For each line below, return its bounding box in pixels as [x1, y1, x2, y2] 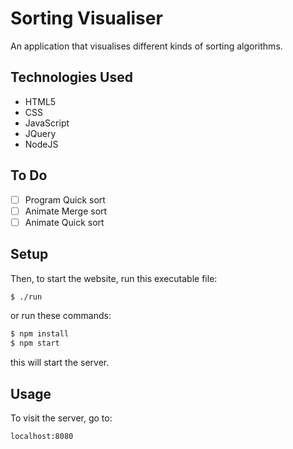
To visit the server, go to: [10, 412, 113, 424]
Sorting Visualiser [10, 7, 163, 30]
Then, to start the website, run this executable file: [10, 272, 218, 284]
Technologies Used [10, 69, 133, 86]
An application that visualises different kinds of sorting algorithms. [10, 40, 283, 52]
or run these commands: [10, 310, 112, 322]
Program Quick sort [24, 193, 106, 206]
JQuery [24, 127, 57, 139]
